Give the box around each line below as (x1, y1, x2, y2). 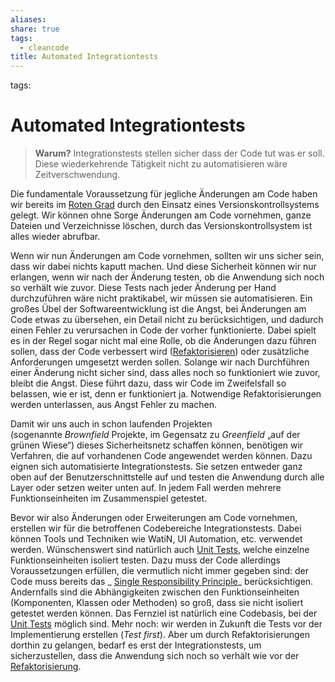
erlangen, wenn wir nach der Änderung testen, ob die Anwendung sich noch (10, 271, 325, 283)
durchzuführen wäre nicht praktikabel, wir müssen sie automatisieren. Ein (10, 292, 313, 305)
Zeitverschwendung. (34, 169, 121, 181)
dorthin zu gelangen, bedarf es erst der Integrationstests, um (10, 639, 262, 651)
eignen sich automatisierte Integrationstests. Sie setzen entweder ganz (10, 461, 303, 473)
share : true (10, 24, 60, 34)
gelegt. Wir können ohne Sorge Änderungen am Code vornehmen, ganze (10, 209, 312, 221)
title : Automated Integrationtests (10, 52, 159, 62)
